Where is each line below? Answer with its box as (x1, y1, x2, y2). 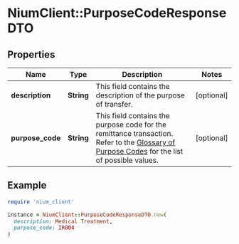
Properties (7, 48, 55, 60)
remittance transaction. (95, 129, 174, 138)
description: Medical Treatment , (14, 218, 113, 225)
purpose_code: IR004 (14, 224, 75, 232)
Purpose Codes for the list (95, 147, 184, 156)
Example (7, 179, 47, 191)
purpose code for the (95, 120, 167, 129)
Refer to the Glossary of (95, 137, 176, 147)
